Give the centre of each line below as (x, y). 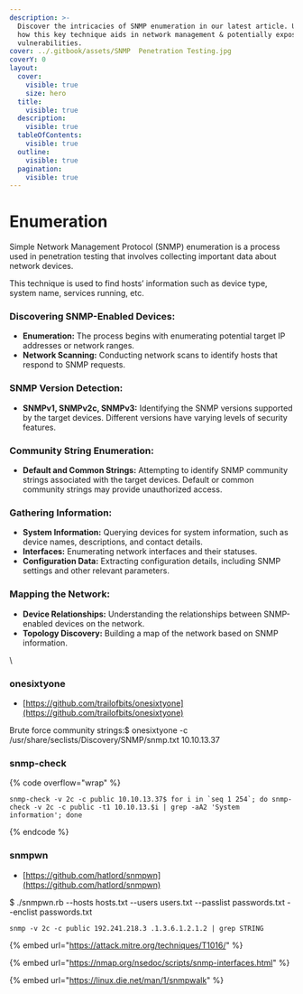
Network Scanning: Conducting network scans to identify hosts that (150, 355)
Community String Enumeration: (82, 451)
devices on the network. (100, 623)
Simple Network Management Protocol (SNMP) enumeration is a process (145, 247)
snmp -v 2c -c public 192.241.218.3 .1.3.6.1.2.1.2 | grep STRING (137, 928)
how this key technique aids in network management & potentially (145, 34)
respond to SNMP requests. (74, 365)
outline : (34, 152)
